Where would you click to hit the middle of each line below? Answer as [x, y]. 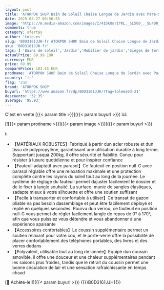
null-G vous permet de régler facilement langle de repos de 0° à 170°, [82, 214]
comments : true [20, 28]
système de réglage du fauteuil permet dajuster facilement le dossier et [84, 182]
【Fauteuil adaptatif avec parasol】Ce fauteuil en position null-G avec [82, 166]
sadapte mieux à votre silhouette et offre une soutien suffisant [75, 192]
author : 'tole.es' [24, 37]
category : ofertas [24, 32]
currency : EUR [20, 60]
